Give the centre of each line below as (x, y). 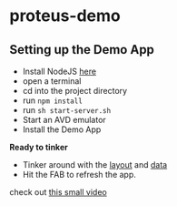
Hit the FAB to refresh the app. (79, 175)
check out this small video (58, 192)
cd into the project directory (75, 91)
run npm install (53, 100)
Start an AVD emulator (64, 120)
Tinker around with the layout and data (95, 165)
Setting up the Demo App (82, 50)
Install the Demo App (62, 129)
